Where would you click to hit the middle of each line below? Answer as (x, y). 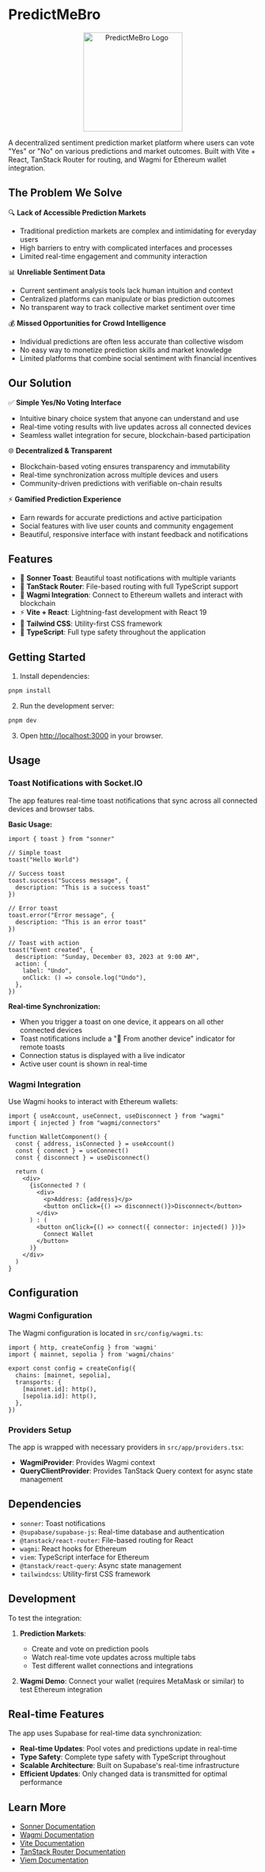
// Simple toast (35, 853)
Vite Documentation (52, 1843)
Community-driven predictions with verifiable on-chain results (121, 483)
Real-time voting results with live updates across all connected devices (135, 427)
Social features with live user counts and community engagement (127, 526)
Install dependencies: (55, 677)
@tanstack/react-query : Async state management (100, 1565)
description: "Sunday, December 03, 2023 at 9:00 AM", (108, 957)
